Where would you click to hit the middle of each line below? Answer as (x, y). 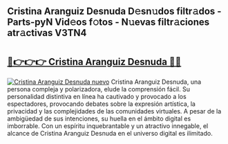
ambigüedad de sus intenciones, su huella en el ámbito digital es (99, 118)
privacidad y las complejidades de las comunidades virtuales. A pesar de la (114, 111)
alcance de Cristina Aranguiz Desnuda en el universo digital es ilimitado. (110, 133)
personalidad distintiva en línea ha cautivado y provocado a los (97, 97)
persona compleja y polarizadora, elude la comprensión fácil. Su (98, 89)
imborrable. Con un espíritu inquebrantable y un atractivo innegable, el (108, 126)
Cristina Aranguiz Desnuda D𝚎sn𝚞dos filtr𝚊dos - (114, 11)
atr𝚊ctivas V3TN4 (47, 33)
